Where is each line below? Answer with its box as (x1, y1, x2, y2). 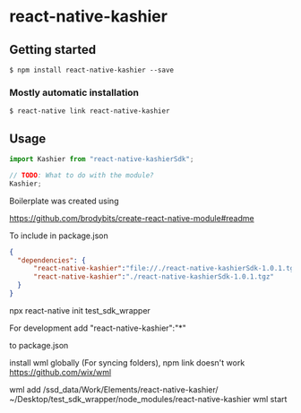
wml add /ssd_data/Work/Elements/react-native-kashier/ (9, 383, 219, 395)
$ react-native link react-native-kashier (9, 107, 170, 116)
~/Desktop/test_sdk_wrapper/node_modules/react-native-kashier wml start (9, 393, 288, 404)
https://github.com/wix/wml (9, 366, 112, 377)
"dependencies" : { (17, 255, 87, 265)
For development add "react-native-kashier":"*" (9, 323, 186, 333)
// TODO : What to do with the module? (9, 170, 154, 180)
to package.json (9, 340, 69, 350)
